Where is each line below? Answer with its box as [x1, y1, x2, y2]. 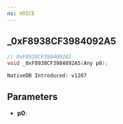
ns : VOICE [7, 10, 36, 17]
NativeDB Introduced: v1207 [7, 73, 87, 79]
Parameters [7, 90, 58, 103]
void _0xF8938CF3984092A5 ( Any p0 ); [7, 60, 109, 67]
